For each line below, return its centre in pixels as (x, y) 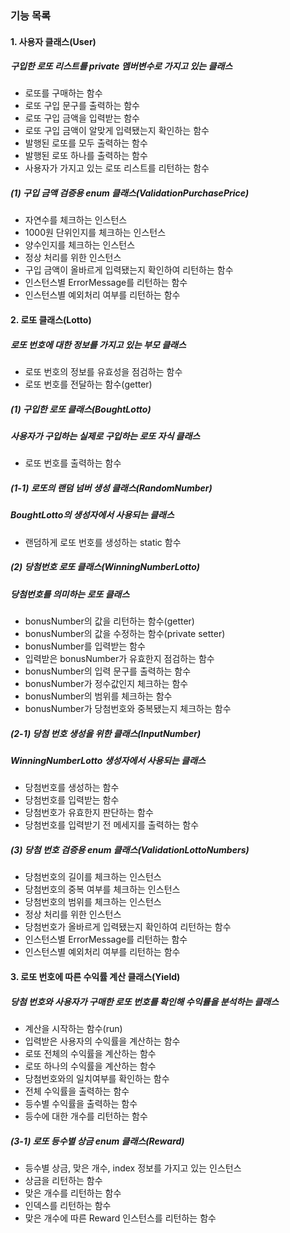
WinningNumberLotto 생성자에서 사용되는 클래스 (108, 761)
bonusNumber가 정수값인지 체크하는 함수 (106, 684)
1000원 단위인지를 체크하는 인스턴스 (95, 233)
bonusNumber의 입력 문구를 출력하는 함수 (108, 671)
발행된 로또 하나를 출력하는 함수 (86, 156)
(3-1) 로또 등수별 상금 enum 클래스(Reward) (97, 1141)
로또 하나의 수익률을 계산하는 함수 (90, 1066)
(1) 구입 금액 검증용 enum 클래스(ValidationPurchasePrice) (130, 193)
